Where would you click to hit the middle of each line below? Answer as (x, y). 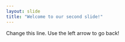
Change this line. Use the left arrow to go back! (63, 33)
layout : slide (23, 11)
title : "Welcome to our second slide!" (55, 17)
